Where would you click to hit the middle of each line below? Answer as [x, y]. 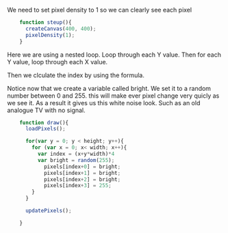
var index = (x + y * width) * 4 [76, 154]
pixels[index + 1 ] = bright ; [82, 173]
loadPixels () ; [46, 129]
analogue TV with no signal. [46, 110]
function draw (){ [44, 122]
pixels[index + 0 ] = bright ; [82, 167]
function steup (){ [46, 23]
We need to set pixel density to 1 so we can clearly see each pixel [100, 10]
